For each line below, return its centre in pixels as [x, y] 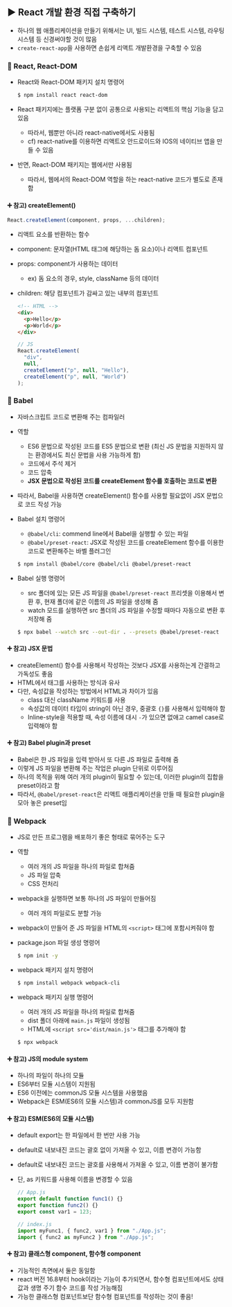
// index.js [34, 1224]
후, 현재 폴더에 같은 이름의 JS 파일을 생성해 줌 [97, 602]
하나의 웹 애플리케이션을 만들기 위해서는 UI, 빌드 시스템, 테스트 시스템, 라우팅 [121, 30]
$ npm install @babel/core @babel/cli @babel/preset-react [104, 564]
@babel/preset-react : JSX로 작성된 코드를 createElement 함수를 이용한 [126, 542]
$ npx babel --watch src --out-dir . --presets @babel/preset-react [118, 632]
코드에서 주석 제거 [52, 463]
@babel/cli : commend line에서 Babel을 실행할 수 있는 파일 [108, 533]
